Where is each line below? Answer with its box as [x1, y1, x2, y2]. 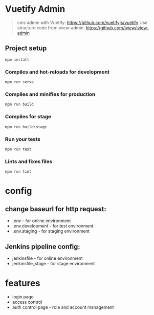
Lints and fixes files [5, 158, 53, 165]
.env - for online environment [12, 218, 71, 224]
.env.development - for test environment [12, 223, 94, 229]
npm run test [5, 147, 32, 152]
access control [12, 299, 43, 305]
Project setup [5, 44, 47, 52]
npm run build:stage [5, 124, 47, 129]
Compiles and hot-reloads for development [5, 68, 110, 75]
